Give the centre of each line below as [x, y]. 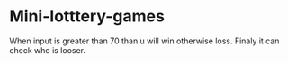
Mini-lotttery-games [87, 16]
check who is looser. [48, 50]
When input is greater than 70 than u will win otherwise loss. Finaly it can [144, 41]
